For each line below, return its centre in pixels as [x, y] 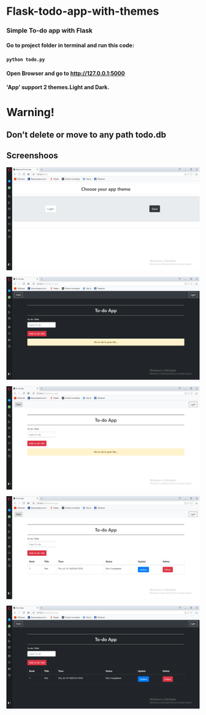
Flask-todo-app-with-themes [83, 11]
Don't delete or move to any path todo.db [86, 135]
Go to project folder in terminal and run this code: [71, 45]
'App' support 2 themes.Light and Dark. [58, 87]
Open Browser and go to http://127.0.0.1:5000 [66, 73]
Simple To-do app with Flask [50, 31]
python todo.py [26, 60]
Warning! [30, 112]
